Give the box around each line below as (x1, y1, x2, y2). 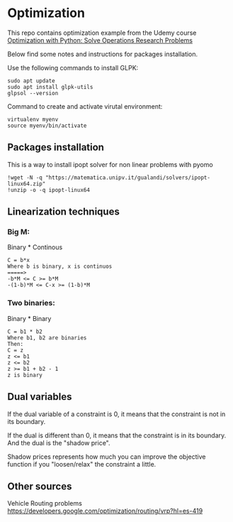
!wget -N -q (7, 174, 42, 181)
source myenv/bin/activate (7, 122, 87, 129)
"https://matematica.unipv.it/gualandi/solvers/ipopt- (45, 174, 211, 181)
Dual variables (7, 391, 72, 403)
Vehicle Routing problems (7, 499, 83, 508)
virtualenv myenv (7, 116, 59, 123)
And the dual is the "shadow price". (7, 438, 111, 447)
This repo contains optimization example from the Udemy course (7, 28, 197, 37)
